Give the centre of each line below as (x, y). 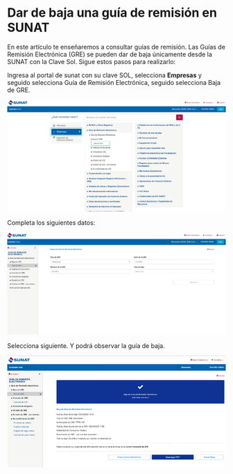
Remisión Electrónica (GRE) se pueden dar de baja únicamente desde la (110, 54)
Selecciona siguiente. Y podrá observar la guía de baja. (86, 346)
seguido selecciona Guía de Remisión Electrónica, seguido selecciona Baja (114, 82)
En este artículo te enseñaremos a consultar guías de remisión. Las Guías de (116, 47)
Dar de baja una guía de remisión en (112, 13)
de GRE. (19, 90)
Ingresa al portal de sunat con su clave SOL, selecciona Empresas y (105, 75)
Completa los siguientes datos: (51, 223)
